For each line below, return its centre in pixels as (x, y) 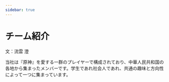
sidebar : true (20, 10)
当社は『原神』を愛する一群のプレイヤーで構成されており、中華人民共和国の (85, 62)
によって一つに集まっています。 (38, 74)
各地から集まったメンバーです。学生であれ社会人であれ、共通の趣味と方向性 (85, 68)
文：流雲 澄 (17, 51)
